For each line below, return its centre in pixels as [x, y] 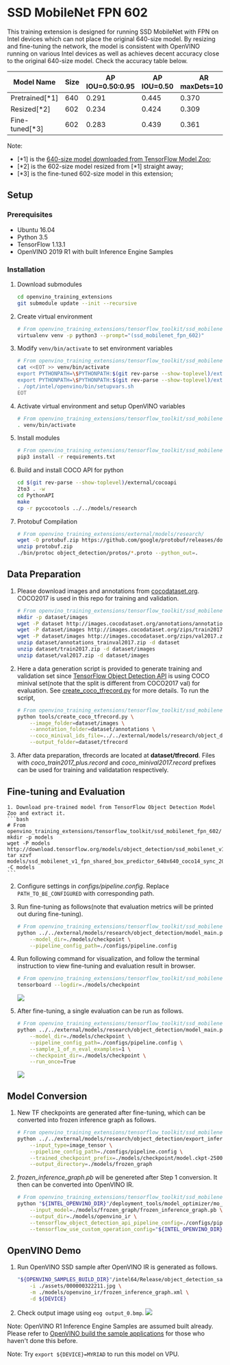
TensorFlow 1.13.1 [41, 244]
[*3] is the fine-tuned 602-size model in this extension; [95, 174]
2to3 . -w [31, 489]
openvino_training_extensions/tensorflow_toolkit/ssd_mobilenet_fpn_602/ [115, 831]
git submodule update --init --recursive [77, 303]
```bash [18, 819]
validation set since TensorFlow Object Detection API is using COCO [113, 676]
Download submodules [49, 284]
